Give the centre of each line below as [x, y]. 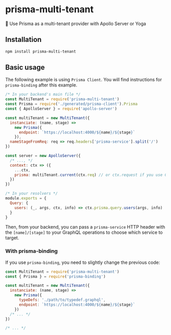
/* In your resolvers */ [32, 194]
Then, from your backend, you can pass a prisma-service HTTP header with [85, 227]
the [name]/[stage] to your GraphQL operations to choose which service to [84, 232]
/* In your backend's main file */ [43, 95]
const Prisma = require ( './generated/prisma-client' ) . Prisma [72, 104]
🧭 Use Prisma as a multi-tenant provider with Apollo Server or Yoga [76, 24]
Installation [23, 40]
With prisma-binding [32, 251]
